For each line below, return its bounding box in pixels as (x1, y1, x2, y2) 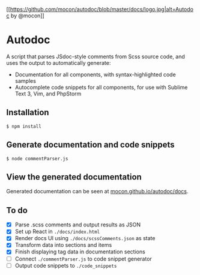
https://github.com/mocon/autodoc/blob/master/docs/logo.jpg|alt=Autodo (10, 6, 194, 13)
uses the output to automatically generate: (6, 59, 111, 66)
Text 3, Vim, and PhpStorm (14, 90, 82, 97)
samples (14, 77, 36, 84)
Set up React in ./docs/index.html (14, 228, 100, 235)
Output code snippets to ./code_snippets (14, 262, 117, 269)
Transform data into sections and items (14, 241, 112, 249)
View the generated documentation (6, 172, 142, 182)
